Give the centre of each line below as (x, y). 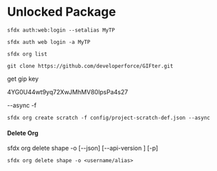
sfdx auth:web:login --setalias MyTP (61, 30)
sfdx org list (27, 54)
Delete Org (23, 133)
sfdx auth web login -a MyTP (49, 42)
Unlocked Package (62, 12)
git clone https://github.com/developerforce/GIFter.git (90, 66)
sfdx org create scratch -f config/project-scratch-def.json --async (109, 118)
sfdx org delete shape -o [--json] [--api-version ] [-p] (83, 148)
